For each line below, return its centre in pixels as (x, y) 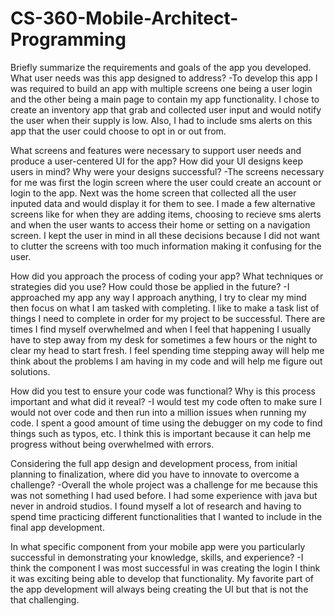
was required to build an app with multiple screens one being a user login (161, 88)
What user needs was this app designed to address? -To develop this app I (164, 78)
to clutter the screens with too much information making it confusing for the (166, 246)
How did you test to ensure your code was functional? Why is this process (163, 391)
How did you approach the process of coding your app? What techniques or (167, 276)
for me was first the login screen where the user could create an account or (166, 182)
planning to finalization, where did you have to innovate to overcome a (155, 474)
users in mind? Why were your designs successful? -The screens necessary (167, 171)
